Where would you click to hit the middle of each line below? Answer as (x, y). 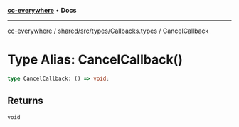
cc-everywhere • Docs (42, 10)
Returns (26, 101)
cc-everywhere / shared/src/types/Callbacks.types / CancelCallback (108, 31)
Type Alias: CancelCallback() (95, 60)
